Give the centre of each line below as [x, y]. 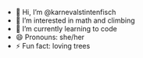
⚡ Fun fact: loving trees [53, 46]
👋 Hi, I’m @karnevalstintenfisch [66, 12]
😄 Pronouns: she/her [50, 37]
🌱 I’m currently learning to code [66, 29]
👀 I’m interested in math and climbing [75, 20]
